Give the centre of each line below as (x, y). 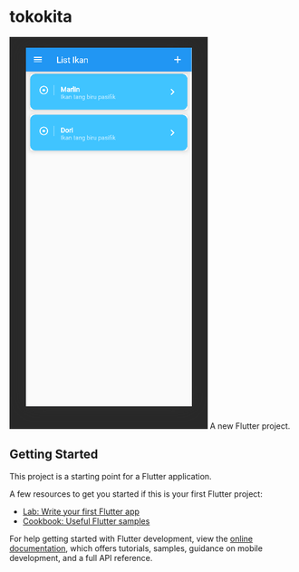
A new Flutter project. (250, 426)
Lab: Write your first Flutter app (81, 511)
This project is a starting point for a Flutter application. (111, 476)
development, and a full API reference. (81, 557)
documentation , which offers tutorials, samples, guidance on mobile (136, 548)
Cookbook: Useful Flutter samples (86, 521)
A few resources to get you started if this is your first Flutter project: (136, 494)
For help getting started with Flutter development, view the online (131, 538)
